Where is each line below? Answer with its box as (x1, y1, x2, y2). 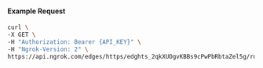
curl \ (7, 23, 29, 31)
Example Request (7, 6, 66, 16)
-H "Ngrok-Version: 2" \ (7, 45, 89, 53)
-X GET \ (7, 31, 36, 39)
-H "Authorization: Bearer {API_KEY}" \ (7, 38, 142, 46)
